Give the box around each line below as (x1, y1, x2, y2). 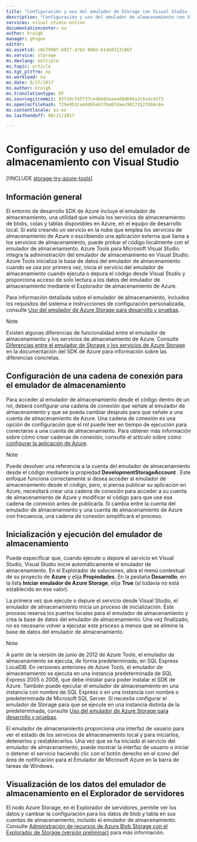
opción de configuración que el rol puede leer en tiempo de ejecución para (6, 421, 187, 428)
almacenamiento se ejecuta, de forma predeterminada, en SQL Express (6, 657, 179, 664)
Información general (6, 192, 82, 202)
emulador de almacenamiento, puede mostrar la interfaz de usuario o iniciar (6, 743, 189, 750)
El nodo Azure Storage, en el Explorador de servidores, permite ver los (6, 804, 177, 811)
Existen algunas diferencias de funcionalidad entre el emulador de (6, 329, 166, 336)
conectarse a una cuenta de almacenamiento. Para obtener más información (6, 427, 191, 434)
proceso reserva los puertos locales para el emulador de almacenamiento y (6, 609, 189, 616)
